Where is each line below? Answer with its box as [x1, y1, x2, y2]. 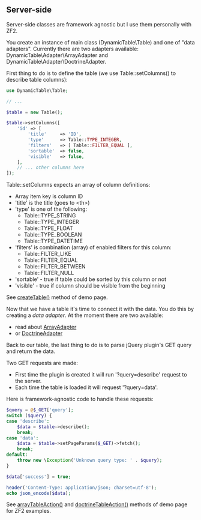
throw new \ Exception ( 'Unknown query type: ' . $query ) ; [17, 458, 163, 464]
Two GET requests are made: [6, 360, 78, 367]
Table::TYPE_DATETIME [23, 237, 83, 245]
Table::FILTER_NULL [23, 270, 74, 277]
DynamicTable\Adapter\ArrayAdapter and [6, 51, 109, 59]
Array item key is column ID [14, 193, 83, 200]
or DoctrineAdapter [14, 330, 63, 337]
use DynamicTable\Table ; [6, 87, 68, 94]
